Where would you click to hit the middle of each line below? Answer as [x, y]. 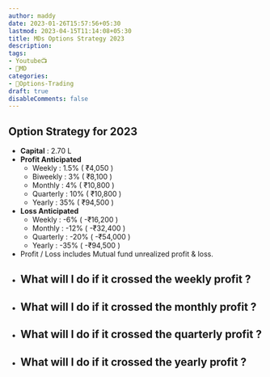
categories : [28, 76]
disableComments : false [49, 99]
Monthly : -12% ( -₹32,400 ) [79, 228]
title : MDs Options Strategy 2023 [67, 38]
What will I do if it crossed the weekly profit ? [135, 280]
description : [30, 46]
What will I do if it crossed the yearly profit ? [133, 362]
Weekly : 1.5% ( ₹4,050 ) [73, 168]
